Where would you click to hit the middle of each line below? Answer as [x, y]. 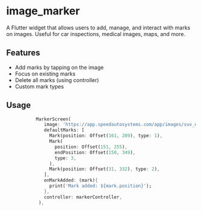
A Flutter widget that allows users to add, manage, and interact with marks [98, 28]
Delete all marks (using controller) [57, 80]
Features [23, 53]
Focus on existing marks [45, 74]
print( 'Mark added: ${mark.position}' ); [100, 186]
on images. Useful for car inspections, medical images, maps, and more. [96, 34]
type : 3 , [66, 158]
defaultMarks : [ [64, 130]
